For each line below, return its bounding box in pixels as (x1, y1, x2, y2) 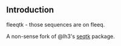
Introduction (6, 5, 54, 15)
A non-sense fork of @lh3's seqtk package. (6, 33, 115, 40)
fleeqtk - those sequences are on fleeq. (6, 21, 105, 28)
